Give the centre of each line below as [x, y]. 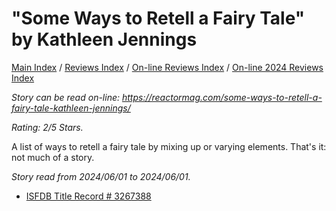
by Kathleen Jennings [104, 39]
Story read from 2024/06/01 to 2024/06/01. [101, 176]
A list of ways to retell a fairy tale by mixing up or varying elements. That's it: [169, 146]
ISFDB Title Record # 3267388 [88, 196]
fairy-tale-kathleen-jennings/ [71, 108]
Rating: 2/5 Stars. [47, 127]
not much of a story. [53, 157]
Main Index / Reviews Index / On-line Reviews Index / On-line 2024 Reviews [167, 67]
